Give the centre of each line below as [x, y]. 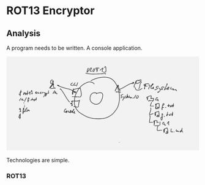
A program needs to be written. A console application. [74, 48]
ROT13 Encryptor [50, 11]
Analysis [24, 33]
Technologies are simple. [38, 160]
